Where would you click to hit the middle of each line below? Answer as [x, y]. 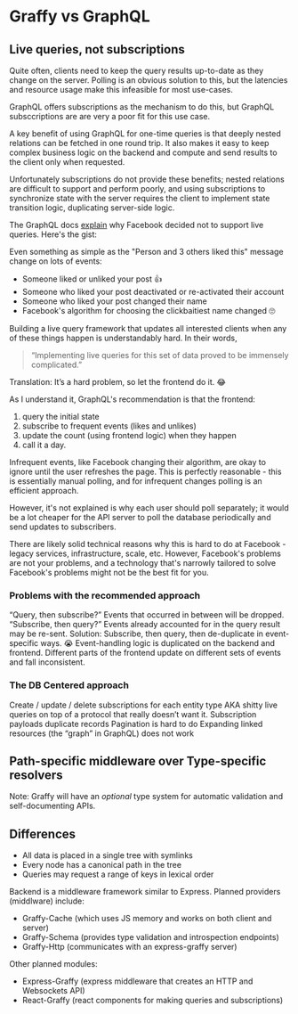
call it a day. [44, 445]
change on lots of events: [56, 261]
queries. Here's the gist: [53, 234]
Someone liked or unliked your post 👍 [92, 279]
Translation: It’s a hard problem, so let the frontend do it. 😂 [118, 382]
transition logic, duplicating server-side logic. [92, 208]
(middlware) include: [47, 901]
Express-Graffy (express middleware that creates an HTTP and [137, 981]
